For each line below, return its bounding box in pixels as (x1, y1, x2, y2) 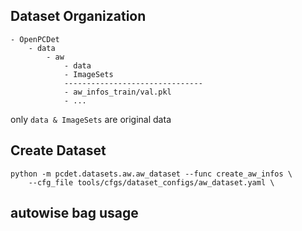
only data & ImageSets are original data (10, 113, 172, 125)
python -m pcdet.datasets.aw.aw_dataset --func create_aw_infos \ (10, 169, 293, 179)
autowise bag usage (10, 205, 139, 222)
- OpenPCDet (10, 34, 60, 44)
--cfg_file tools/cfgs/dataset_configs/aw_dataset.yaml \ (28, 177, 275, 188)
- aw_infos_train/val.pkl (63, 87, 172, 97)
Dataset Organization (10, 8, 147, 25)
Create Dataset (10, 142, 107, 159)
